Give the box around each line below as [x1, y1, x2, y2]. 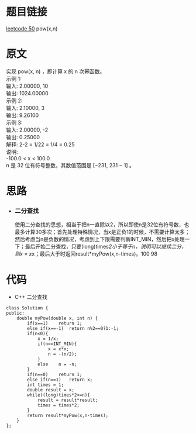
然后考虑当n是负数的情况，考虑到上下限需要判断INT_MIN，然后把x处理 [14, 236, 185, 243]
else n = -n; [37, 361, 77, 367]
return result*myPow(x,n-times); [27, 413, 109, 419]
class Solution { [6, 305, 49, 311]
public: [6, 311, 25, 316]
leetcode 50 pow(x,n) [6, 25, 58, 32]
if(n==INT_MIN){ [37, 341, 77, 347]
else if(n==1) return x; [27, 377, 93, 383]
